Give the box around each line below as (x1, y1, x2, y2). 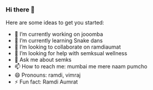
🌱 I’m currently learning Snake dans (14, 37, 103, 44)
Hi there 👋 (5, 5, 36, 14)
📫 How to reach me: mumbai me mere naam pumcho (14, 63, 148, 70)
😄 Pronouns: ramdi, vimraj (14, 71, 81, 79)
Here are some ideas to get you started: (5, 19, 105, 26)
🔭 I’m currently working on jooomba (14, 31, 104, 38)
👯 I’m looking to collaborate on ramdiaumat (14, 43, 121, 50)
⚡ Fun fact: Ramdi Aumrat (14, 78, 78, 86)
